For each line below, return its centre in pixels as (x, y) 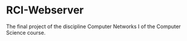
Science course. (26, 32)
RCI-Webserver (45, 10)
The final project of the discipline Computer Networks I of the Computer (93, 26)
